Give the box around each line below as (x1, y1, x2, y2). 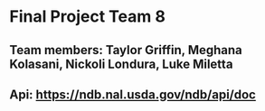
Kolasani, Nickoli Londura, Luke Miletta (9, 56, 233, 71)
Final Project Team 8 (9, 6, 166, 27)
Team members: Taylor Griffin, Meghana (9, 42, 242, 58)
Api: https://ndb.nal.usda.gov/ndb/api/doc (9, 87, 256, 102)
